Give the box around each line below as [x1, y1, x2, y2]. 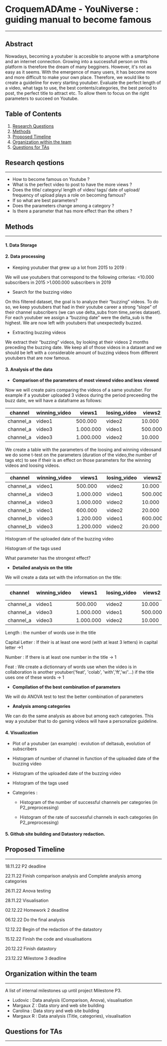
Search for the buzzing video [12, 289, 72, 295]
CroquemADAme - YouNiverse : [5, 3, 139, 15]
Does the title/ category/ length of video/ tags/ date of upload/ [12, 187, 140, 193]
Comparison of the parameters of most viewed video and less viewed [12, 377, 159, 383]
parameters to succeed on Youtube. [5, 95, 79, 101]
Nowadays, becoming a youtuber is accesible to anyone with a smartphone [5, 53, 160, 59]
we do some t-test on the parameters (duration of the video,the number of [5, 452, 158, 458]
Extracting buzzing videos [12, 329, 66, 335]
